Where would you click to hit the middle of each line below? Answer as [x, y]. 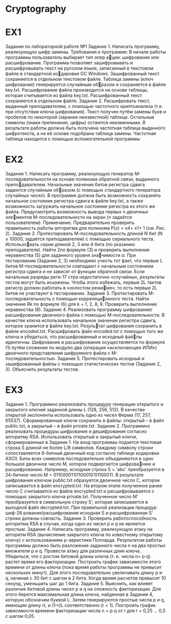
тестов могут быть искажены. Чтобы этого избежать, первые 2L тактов [83, 282]
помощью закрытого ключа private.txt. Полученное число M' [72, 496]
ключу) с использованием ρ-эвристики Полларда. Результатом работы [84, 540]
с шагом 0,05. [20, 616]
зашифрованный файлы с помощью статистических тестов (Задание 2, [83, 364]
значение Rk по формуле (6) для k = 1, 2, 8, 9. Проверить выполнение [81, 304]
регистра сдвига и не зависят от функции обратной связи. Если [75, 272]
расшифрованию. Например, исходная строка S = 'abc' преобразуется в [85, 469]
